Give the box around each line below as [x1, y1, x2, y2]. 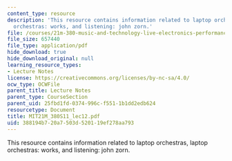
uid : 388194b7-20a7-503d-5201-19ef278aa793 [7, 119, 135, 126]
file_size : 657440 [7, 36, 60, 43]
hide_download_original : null [7, 55, 95, 62]
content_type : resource [7, 10, 76, 17]
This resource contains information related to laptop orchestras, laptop [7, 138, 209, 146]
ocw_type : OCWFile [7, 81, 60, 88]
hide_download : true [7, 49, 67, 56]
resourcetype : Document [7, 106, 76, 113]
